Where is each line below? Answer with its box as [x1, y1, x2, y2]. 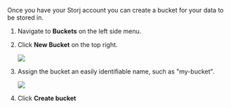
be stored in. [7, 13, 44, 22]
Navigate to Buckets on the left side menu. [17, 27, 142, 35]
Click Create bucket [17, 94, 77, 102]
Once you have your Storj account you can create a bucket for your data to [7, 6, 224, 14]
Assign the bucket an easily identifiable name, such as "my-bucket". [17, 67, 215, 76]
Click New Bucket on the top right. [17, 41, 118, 48]
